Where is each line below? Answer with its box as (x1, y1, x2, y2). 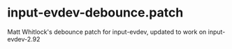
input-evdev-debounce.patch (7, 5, 184, 21)
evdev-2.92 (7, 35, 41, 43)
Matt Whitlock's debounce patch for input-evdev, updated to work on (7, 28, 207, 36)
